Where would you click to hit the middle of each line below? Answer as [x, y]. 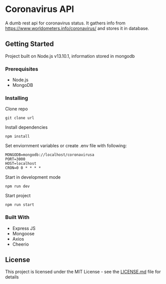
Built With [17, 217]
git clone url [20, 118]
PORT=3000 [15, 159]
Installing [17, 98]
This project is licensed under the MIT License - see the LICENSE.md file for [83, 272]
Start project [18, 196]
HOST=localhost [21, 164]
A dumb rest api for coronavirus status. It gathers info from [65, 23]
